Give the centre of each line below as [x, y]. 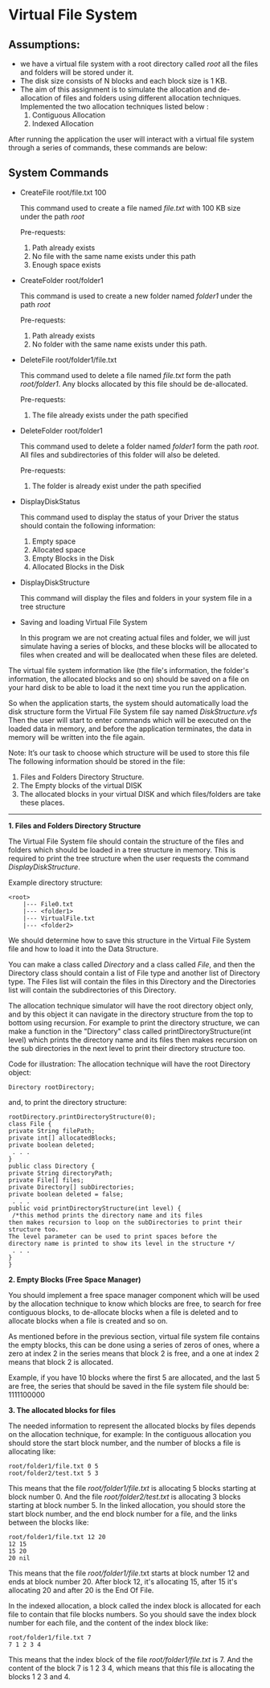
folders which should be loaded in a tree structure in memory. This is [122, 849]
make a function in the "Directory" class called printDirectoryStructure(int [130, 1031]
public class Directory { [51, 1166]
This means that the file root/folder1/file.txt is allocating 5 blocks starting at [132, 1488]
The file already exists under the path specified [110, 415]
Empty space [54, 541]
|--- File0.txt [48, 904]
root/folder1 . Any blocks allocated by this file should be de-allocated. [134, 384]
